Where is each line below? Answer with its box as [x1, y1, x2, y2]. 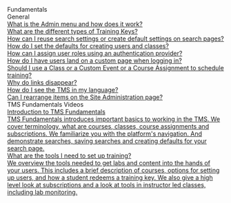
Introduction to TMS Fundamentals [7, 108, 106, 116]
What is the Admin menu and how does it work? [7, 20, 143, 28]
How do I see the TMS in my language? [7, 86, 119, 94]
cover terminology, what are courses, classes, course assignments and [7, 122, 210, 130]
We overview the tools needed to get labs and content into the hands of [7, 159, 211, 167]
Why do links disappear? [7, 78, 77, 87]
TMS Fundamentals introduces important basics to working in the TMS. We [7, 115, 221, 123]
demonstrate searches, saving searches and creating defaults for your [7, 137, 207, 145]
